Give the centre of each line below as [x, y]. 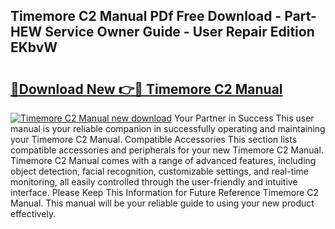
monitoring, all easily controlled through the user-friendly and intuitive [154, 182]
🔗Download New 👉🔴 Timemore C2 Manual [146, 89]
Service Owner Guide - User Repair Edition [179, 32]
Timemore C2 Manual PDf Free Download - [146, 16]
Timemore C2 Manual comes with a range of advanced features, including [163, 160]
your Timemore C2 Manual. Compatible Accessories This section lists [154, 139]
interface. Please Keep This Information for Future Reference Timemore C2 [165, 192]
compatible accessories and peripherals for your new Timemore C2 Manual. [167, 150]
